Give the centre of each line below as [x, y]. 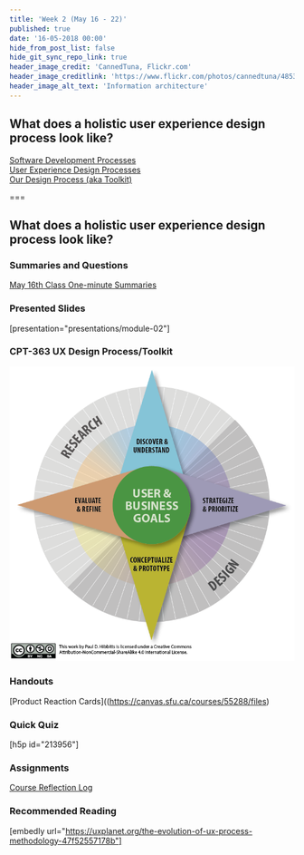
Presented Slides [47, 308]
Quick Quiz [34, 724]
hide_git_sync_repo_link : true [68, 58]
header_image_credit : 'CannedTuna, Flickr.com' [101, 67]
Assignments [39, 768]
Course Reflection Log [51, 788]
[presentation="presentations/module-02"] [90, 328]
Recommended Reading [63, 811]
